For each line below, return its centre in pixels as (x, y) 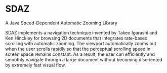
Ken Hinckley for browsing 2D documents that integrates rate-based (76, 38)
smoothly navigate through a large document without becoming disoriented (84, 59)
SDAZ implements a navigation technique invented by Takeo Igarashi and (81, 32)
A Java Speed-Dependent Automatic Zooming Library (61, 23)
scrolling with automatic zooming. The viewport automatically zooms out (81, 43)
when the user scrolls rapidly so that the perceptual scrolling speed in (78, 49)
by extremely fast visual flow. (36, 65)
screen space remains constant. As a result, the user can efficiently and (80, 54)
